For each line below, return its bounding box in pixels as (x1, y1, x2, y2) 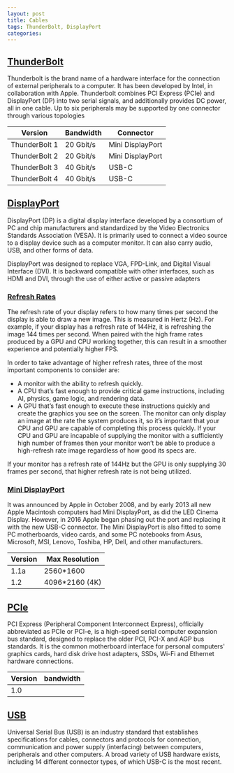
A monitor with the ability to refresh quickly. (17, 379, 143, 388)
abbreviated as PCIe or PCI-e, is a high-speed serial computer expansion (7, 627, 218, 636)
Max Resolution (46, 554, 100, 564)
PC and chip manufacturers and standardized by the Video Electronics (7, 223, 210, 232)
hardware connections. (7, 657, 74, 665)
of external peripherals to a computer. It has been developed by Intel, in (7, 82, 213, 90)
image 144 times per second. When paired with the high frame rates (7, 330, 203, 339)
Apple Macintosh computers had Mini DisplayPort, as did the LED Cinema (7, 508, 219, 516)
